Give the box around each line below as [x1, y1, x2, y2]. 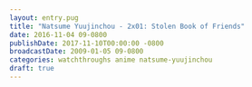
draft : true [9, 64, 54, 73]
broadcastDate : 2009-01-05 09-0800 [9, 47, 144, 56]
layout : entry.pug [9, 13, 79, 23]
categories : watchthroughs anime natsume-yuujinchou [9, 55, 213, 64]
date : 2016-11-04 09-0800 [9, 30, 107, 39]
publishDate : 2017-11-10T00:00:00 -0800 [9, 38, 165, 48]
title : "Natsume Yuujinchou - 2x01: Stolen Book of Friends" [9, 22, 246, 31]
